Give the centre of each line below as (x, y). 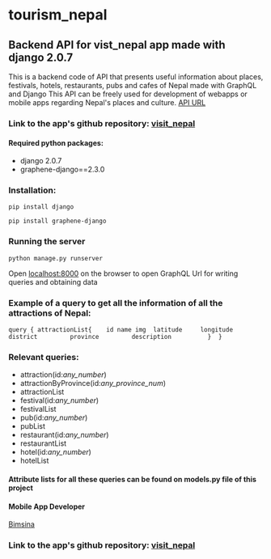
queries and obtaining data (53, 282)
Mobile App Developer (47, 506)
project (21, 488)
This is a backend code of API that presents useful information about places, (136, 77)
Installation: (32, 190)
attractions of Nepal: (50, 313)
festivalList (38, 409)
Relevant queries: (44, 357)
